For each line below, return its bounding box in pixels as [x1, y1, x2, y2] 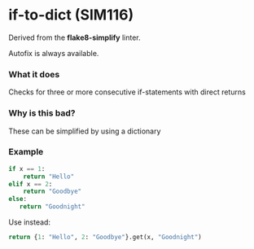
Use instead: [8, 217, 51, 227]
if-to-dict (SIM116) [8, 6, 134, 24]
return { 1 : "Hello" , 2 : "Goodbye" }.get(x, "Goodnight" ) [8, 234, 202, 242]
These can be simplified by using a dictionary [8, 126, 161, 136]
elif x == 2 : [8, 180, 53, 188]
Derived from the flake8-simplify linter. [8, 33, 141, 42]
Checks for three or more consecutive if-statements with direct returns [8, 87, 246, 97]
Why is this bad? [8, 107, 76, 119]
